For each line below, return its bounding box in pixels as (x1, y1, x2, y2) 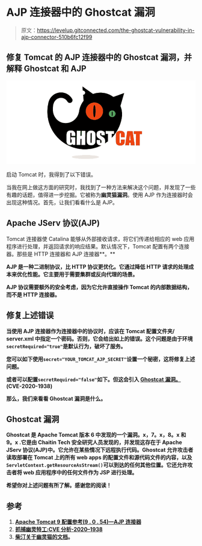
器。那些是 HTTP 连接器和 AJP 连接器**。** (6, 250, 115, 257)
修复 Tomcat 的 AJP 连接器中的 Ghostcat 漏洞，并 (6, 52, 192, 63)
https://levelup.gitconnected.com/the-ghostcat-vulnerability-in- (37, 27, 195, 34)
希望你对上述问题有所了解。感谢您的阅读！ (6, 482, 112, 489)
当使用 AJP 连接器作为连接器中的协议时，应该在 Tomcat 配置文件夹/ (6, 327, 175, 334)
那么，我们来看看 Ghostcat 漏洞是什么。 (6, 395, 106, 402)
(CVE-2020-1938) (6, 382, 53, 389)
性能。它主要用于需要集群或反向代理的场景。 (26, 271, 138, 278)
